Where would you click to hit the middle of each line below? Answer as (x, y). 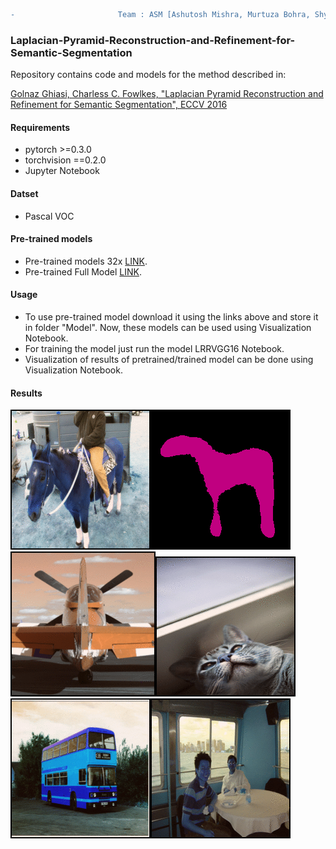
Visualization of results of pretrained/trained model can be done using (169, 359)
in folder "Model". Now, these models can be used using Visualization (168, 327)
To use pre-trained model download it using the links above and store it (171, 316)
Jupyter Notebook (62, 171)
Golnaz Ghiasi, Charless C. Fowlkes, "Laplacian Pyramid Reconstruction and (167, 94)
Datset (24, 193)
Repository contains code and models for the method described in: (148, 75)
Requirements (40, 127)
